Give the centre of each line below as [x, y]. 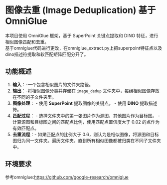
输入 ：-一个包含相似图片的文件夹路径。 [53, 84]
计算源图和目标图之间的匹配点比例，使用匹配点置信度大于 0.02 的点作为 [86, 122]
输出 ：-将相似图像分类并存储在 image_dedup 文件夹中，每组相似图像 [82, 91]
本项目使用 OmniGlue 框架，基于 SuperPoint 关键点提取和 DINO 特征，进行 [82, 35]
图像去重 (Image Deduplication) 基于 [81, 10]
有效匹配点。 [25, 128]
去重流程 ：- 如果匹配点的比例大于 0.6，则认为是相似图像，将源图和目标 [85, 134]
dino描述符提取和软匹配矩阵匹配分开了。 [47, 54]
